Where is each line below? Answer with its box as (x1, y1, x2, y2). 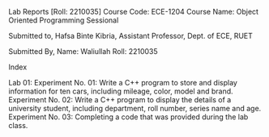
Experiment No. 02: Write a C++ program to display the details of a (8, 95, 232, 104)
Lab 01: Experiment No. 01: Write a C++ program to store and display (8, 78, 237, 87)
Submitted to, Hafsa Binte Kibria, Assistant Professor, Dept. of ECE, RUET (8, 31, 254, 40)
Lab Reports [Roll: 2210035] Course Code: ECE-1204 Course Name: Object (8, 7, 259, 16)
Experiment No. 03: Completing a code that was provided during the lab (8, 112, 249, 122)
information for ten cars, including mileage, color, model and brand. (8, 86, 233, 96)
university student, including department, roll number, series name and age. (8, 104, 262, 113)
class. (8, 121, 28, 130)
